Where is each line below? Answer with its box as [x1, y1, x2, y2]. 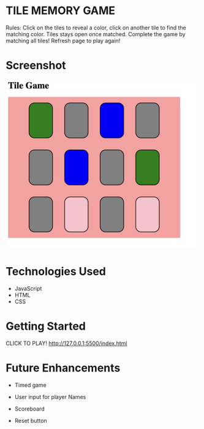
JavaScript [14, 284, 42, 292]
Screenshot [6, 59, 66, 72]
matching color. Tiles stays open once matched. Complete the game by [6, 30, 186, 37]
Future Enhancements [6, 361, 121, 374]
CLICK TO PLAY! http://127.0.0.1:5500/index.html [6, 340, 127, 347]
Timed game [14, 381, 47, 389]
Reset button [14, 417, 47, 424]
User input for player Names [14, 393, 86, 400]
